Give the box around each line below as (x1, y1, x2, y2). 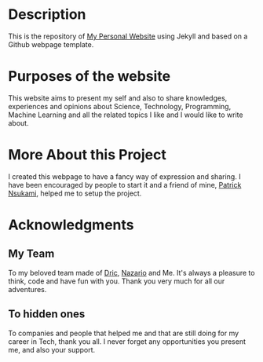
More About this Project (8, 146, 167, 164)
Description (8, 5, 86, 24)
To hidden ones (8, 308, 86, 321)
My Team (8, 247, 55, 261)
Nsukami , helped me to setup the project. (8, 188, 142, 198)
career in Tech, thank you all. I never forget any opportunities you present (8, 336, 246, 346)
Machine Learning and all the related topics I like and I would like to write (8, 110, 243, 119)
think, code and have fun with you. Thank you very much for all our (8, 276, 225, 286)
